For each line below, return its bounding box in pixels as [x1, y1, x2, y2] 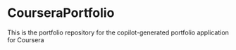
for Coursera [7, 35, 44, 44]
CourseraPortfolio [7, 5, 115, 21]
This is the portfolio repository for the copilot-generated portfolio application [7, 28, 229, 37]
